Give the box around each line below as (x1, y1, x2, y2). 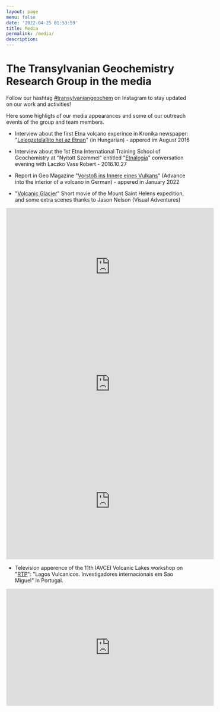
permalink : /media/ (6, 31, 55, 37)
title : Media (6, 25, 39, 32)
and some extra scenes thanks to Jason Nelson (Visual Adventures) (14, 196, 181, 203)
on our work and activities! (6, 101, 71, 108)
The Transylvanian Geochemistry (6, 62, 175, 76)
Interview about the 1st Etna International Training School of (14, 148, 161, 155)
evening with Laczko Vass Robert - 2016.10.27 (14, 160, 127, 167)
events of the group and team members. (6, 118, 105, 126)
